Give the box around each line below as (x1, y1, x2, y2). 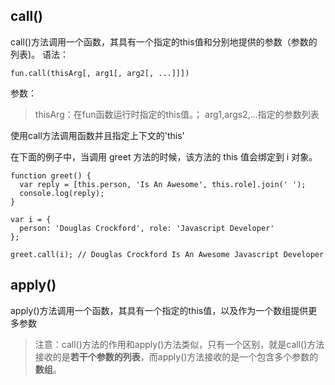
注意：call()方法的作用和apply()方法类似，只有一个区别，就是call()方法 (34, 338, 325, 350)
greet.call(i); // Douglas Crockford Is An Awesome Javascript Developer (10, 249, 325, 259)
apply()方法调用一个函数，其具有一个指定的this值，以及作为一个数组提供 (10, 304, 309, 316)
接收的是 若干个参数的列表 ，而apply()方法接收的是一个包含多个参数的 (34, 350, 319, 363)
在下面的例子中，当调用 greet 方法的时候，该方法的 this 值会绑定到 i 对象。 (10, 150, 318, 163)
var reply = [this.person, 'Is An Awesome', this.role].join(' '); (19, 179, 307, 189)
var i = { (10, 214, 52, 224)
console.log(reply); (19, 188, 105, 198)
